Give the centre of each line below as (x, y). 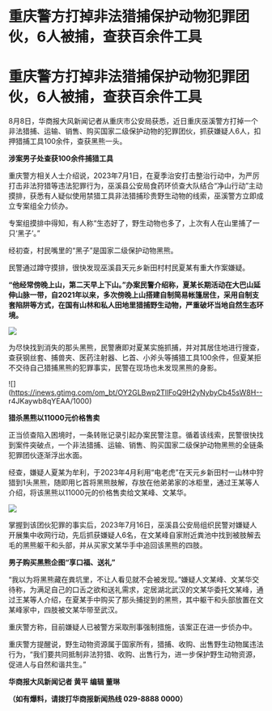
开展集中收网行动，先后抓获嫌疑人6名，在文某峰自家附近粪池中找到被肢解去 (135, 535)
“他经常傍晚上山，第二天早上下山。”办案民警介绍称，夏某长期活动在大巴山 (131, 285)
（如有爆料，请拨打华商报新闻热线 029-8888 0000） (98, 699)
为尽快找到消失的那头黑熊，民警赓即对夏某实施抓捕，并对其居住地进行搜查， (136, 348)
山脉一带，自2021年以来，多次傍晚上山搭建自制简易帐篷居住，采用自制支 (137, 295)
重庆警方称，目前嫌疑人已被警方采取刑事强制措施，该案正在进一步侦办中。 (132, 627)
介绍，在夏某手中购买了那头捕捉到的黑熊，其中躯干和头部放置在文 (153, 600)
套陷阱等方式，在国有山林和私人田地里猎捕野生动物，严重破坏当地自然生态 (132, 305)
